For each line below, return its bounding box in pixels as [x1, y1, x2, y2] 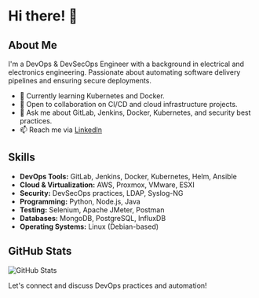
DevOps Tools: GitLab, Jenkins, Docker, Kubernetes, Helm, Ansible [19, 171, 237, 181]
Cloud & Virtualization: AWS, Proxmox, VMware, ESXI [19, 180, 195, 189]
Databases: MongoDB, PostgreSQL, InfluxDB [19, 213, 166, 223]
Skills [8, 151, 35, 164]
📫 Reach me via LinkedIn [19, 125, 103, 134]
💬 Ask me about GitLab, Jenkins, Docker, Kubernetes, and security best [19, 108, 251, 117]
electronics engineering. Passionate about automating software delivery [8, 68, 241, 77]
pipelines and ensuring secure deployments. [8, 76, 151, 85]
